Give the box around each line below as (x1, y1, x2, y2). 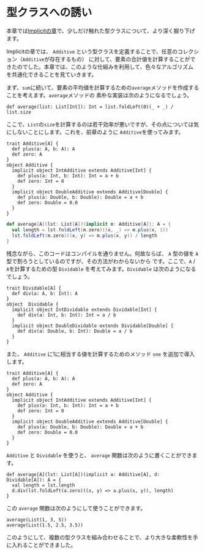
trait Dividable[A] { (6, 285, 62, 291)
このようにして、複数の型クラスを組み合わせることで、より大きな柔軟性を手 (6, 534, 199, 541)
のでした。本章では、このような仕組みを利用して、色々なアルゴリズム (17, 63, 194, 71)
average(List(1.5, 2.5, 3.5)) (6, 522, 84, 528)
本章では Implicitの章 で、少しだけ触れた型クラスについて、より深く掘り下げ (6, 27, 196, 34)
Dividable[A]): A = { (6, 477, 62, 483)
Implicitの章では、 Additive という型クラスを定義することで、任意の (6, 47, 178, 55)
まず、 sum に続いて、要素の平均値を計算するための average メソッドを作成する (6, 83, 199, 91)
